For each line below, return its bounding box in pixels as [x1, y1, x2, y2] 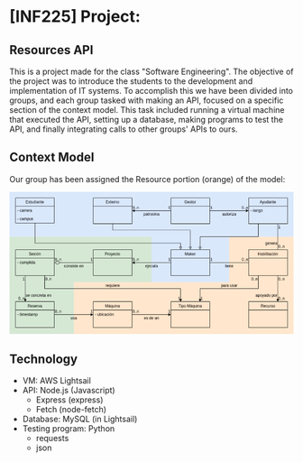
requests [35, 433, 69, 444]
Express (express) [35, 394, 104, 405]
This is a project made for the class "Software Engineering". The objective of [9, 66, 294, 77]
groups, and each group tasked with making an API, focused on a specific [9, 95, 284, 106]
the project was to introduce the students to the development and [9, 76, 253, 87]
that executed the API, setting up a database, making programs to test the [9, 115, 284, 125]
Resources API [9, 42, 94, 58]
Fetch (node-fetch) [35, 404, 106, 415]
